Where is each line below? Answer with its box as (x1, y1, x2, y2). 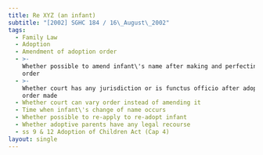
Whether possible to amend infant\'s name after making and (22, 63, 222, 70)
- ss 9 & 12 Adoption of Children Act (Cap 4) (15, 128, 170, 135)
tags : (8, 26, 26, 34)
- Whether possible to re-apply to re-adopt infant (15, 114, 188, 121)
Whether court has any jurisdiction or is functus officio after (22, 84, 240, 92)
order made (22, 92, 58, 99)
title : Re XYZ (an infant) (8, 11, 96, 20)
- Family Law (15, 33, 58, 41)
